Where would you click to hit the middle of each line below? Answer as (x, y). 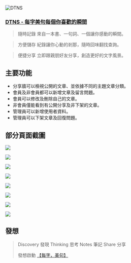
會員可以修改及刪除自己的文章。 (46, 99)
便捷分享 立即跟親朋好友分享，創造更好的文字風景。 (72, 55)
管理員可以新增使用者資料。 (42, 111)
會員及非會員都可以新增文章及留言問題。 (55, 92)
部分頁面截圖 (25, 135)
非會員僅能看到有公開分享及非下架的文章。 (57, 105)
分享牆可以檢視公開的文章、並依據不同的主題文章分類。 (70, 86)
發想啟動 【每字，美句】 (43, 255)
